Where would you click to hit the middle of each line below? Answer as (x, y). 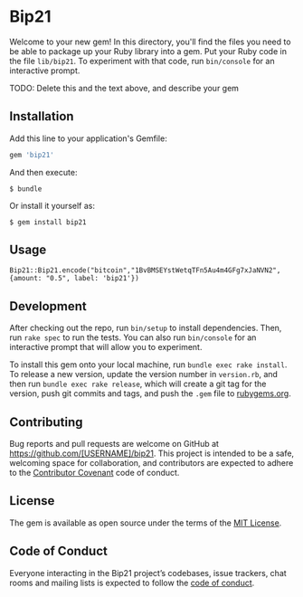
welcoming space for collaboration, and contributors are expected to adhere (151, 463)
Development (48, 306)
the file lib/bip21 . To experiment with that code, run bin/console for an (142, 61)
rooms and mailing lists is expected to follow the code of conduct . (132, 583)
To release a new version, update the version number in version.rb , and (144, 374)
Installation (42, 116)
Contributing (46, 422)
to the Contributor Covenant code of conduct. (95, 473)
